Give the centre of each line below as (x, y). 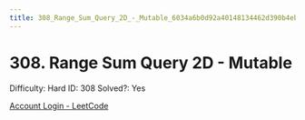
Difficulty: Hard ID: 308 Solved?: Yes (78, 88)
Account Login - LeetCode (59, 105)
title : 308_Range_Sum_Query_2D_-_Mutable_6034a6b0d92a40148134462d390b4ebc (156, 18)
